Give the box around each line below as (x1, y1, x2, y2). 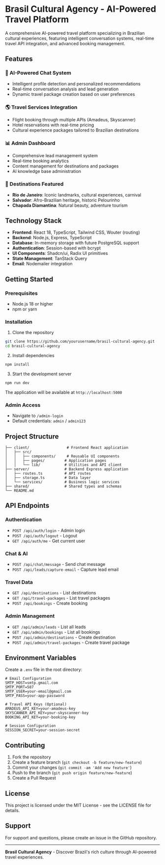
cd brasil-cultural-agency (5, 344, 60, 349)
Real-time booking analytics (12, 158, 69, 164)
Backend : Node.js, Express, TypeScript (12, 235, 92, 241)
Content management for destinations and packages (12, 163, 119, 169)
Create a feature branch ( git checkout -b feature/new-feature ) (12, 759, 142, 765)
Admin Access (5, 401, 41, 408)
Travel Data (5, 579, 33, 586)
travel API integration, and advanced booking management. (5, 40, 125, 46)
